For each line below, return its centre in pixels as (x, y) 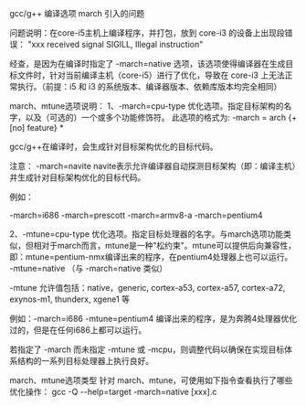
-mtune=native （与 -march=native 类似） (88, 268)
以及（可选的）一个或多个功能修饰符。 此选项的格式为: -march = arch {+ (161, 118)
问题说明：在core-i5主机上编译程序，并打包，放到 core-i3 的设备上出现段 (147, 33)
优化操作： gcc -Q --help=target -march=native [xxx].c (113, 392)
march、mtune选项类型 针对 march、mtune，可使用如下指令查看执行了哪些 (151, 380)
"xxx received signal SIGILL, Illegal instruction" (115, 44)
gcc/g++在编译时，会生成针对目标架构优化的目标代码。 (114, 146)
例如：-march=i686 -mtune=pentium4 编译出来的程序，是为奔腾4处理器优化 (153, 319)
